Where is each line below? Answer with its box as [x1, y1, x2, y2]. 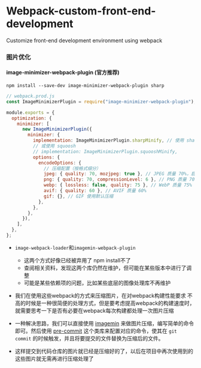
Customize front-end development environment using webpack [6, 37, 163, 44]
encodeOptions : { [38, 160, 82, 166]
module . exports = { [6, 109, 55, 115]
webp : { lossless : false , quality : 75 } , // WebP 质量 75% [44, 182, 193, 189]
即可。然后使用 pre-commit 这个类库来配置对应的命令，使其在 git [14, 327, 178, 334]
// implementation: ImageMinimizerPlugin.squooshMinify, [32, 148, 178, 154]
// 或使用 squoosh [32, 143, 77, 149]
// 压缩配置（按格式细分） [44, 165, 101, 172]
